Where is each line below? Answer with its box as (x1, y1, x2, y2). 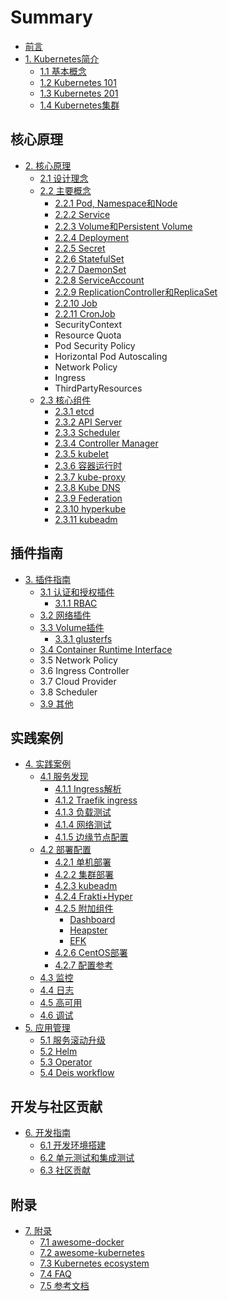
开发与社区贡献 (10, 1098, 103, 1115)
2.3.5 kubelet (54, 447, 109, 460)
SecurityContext (54, 318, 123, 330)
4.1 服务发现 (39, 771, 89, 783)
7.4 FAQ (39, 1268, 72, 1280)
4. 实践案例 (24, 758, 72, 770)
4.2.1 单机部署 (54, 856, 112, 868)
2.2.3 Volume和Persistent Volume (54, 220, 193, 232)
